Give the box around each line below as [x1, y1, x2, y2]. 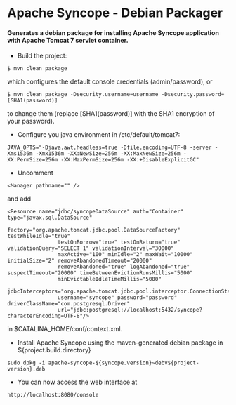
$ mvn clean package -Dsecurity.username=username [7, 91, 159, 98]
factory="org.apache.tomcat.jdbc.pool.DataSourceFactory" [7, 227, 181, 234]
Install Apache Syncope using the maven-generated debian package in [17, 338, 223, 347]
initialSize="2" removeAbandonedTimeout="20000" [7, 258, 152, 265]
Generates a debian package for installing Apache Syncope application [7, 28, 220, 36]
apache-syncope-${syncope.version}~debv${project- [48, 359, 199, 366]
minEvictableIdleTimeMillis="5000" [57, 276, 162, 283]
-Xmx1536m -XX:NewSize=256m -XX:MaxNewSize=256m [35, 150, 181, 157]
